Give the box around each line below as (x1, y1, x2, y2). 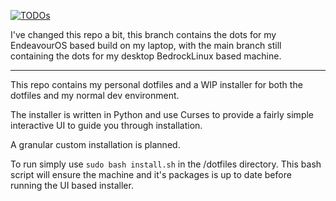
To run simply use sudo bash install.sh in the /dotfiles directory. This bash (10, 158, 322, 170)
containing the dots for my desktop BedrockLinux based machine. (10, 50, 282, 62)
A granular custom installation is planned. (10, 139, 181, 150)
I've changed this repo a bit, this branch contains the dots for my (10, 29, 277, 40)
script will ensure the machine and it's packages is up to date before (10, 169, 292, 180)
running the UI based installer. (10, 180, 134, 191)
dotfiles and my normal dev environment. (10, 90, 180, 101)
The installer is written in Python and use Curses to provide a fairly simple (10, 109, 315, 120)
